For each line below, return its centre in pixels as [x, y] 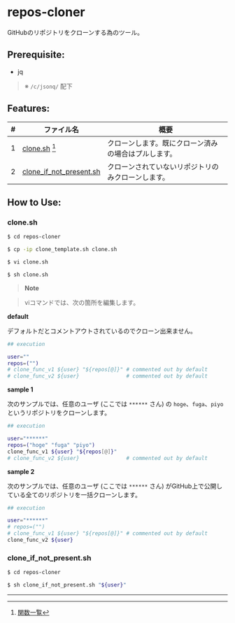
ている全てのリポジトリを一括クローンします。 [74, 494]
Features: [29, 109]
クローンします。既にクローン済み [163, 143]
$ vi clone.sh [28, 262]
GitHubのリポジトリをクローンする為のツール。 [75, 32]
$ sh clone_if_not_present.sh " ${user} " [67, 585]
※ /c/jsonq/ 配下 [49, 86]
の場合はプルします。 [142, 153]
